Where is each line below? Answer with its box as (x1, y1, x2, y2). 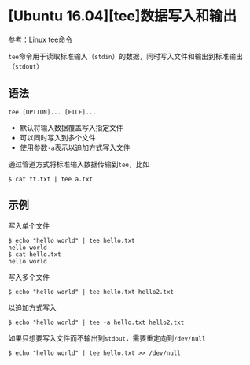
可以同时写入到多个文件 (19, 132, 96, 142)
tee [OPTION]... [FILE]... (8, 108, 97, 116)
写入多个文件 (8, 272, 50, 281)
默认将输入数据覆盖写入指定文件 (19, 123, 123, 132)
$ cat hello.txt (8, 250, 61, 259)
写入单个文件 (8, 221, 50, 230)
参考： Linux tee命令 (8, 35, 73, 44)
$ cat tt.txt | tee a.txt (8, 175, 93, 183)
